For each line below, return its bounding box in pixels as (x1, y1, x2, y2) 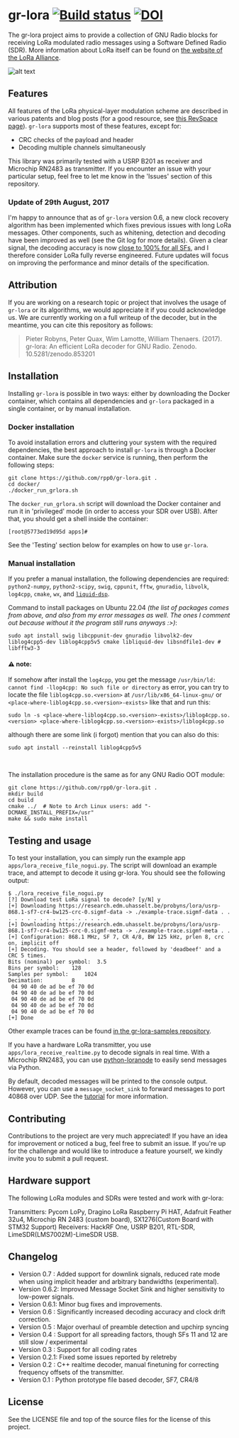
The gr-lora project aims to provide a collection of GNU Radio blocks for (8, 31, 218, 39)
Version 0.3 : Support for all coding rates (18, 1345, 138, 1353)
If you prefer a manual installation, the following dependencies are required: (8, 574, 230, 583)
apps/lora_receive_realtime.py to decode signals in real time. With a (8, 1048, 210, 1057)
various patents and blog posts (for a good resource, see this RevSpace (8, 114, 218, 122)
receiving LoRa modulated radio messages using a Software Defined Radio (8, 38, 227, 46)
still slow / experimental (18, 1337, 88, 1346)
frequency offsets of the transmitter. (18, 1368, 125, 1376)
